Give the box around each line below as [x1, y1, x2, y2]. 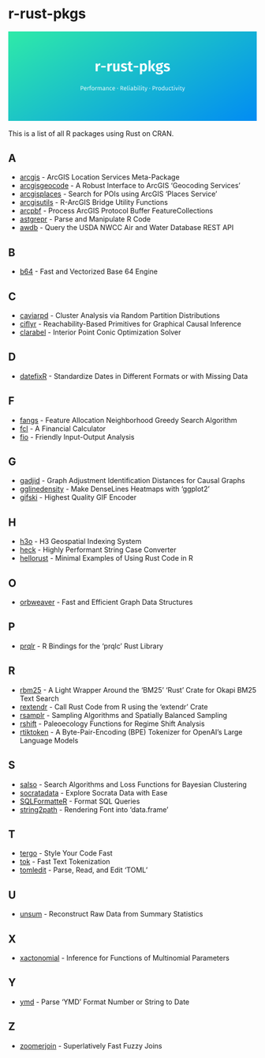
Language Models [19, 735, 79, 745]
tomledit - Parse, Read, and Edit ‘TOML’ [19, 865, 148, 875]
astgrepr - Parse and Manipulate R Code [19, 214, 151, 224]
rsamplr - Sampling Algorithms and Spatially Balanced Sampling [19, 710, 227, 720]
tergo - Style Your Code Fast [19, 848, 113, 858]
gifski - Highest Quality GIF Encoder [19, 493, 136, 502]
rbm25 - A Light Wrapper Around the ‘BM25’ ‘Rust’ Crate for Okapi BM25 [19, 685, 257, 694]
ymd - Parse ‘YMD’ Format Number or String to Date [19, 997, 190, 1007]
